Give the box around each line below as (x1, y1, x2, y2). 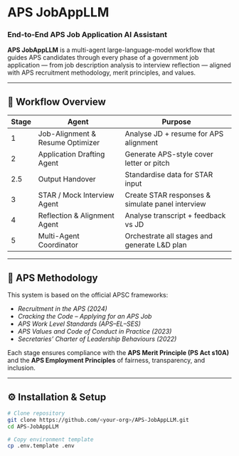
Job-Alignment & (38, 129, 96, 139)
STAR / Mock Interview (38, 190, 115, 200)
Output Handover (38, 174, 96, 184)
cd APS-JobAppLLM (7, 423, 59, 430)
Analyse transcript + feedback (124, 211, 226, 221)
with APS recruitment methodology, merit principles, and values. (7, 68, 196, 77)
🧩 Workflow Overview (7, 95, 107, 107)
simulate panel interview (124, 199, 206, 209)
